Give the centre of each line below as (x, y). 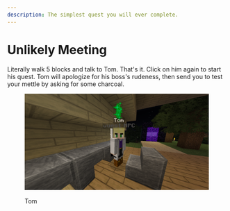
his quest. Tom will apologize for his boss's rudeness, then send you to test (115, 76)
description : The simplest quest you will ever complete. (93, 15)
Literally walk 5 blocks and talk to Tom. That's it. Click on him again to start (114, 69)
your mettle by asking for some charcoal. (66, 84)
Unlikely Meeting (57, 50)
